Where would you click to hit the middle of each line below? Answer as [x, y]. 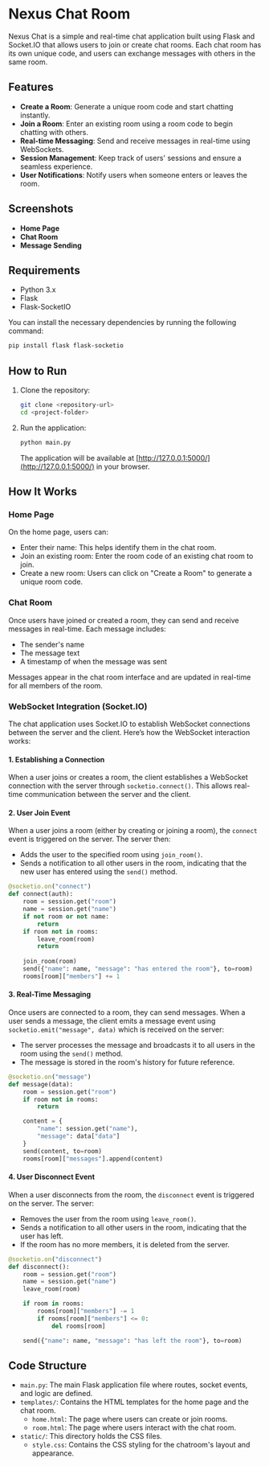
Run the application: [53, 428]
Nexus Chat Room [69, 14]
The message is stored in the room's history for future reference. [127, 1062]
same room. [28, 62]
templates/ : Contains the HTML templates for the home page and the [134, 1402]
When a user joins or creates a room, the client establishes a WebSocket [128, 778]
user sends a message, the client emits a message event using [112, 1020]
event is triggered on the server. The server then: [90, 839]
